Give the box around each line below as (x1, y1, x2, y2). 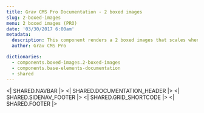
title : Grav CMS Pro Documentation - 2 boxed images (6, 9, 143, 15)
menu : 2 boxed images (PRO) (6, 20, 78, 26)
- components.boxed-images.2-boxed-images (12, 59, 121, 66)
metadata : (6, 32, 32, 38)
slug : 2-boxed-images (6, 15, 61, 21)
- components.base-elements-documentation (12, 65, 121, 71)
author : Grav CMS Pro (12, 43, 67, 49)
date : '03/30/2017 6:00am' (6, 26, 75, 32)
